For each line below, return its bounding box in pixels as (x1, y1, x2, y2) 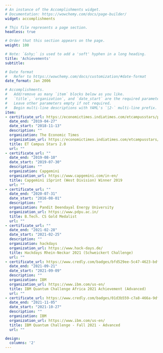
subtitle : (5, 60, 25, 66)
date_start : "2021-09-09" (9, 268, 62, 273)
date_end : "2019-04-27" (9, 119, 57, 124)
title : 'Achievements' (5, 56, 51, 61)
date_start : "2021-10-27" (9, 305, 62, 310)
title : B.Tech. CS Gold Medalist (9, 214, 77, 219)
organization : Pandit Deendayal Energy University (9, 205, 114, 210)
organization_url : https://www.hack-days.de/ (9, 245, 103, 251)
